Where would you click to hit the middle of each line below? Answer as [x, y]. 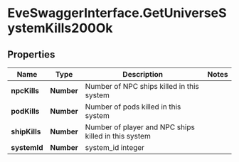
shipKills [26, 131]
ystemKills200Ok [60, 28]
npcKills [25, 91]
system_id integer [115, 147]
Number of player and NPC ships [140, 127]
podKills [25, 111]
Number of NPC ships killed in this [142, 86]
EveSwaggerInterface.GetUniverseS [117, 13]
